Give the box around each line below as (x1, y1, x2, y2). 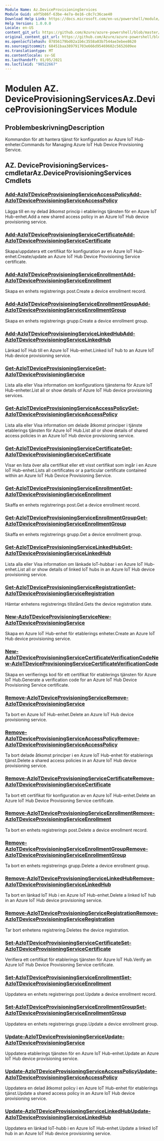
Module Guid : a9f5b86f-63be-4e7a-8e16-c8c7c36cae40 (5, 12, 112, 17)
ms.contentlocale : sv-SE (5, 53, 56, 58)
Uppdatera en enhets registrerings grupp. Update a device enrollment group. (5, 1021, 159, 1027)
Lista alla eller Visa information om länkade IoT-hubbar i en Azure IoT (5, 561, 143, 567)
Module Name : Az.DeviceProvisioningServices (5, 7, 97, 12)
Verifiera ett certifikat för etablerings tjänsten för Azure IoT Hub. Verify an (5, 956, 152, 962)
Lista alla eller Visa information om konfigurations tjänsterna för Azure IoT (5, 382, 153, 388)
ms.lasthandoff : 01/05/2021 (5, 57, 62, 62)
